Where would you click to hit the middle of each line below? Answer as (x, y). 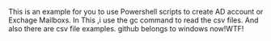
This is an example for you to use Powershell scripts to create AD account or (136, 12)
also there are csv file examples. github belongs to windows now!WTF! (126, 29)
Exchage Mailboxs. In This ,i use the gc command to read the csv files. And (133, 20)
